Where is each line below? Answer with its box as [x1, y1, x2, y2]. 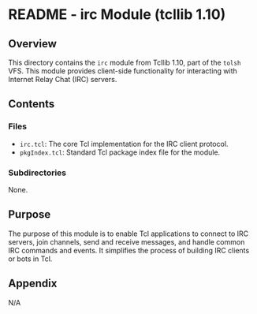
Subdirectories [8, 167, 67, 178]
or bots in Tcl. [8, 254, 53, 264]
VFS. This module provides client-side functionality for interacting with [8, 66, 238, 76]
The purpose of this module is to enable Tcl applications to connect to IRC [8, 229, 249, 238]
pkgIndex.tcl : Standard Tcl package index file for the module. [19, 148, 221, 157]
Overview [8, 37, 58, 50]
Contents [8, 97, 55, 111]
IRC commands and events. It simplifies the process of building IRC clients [8, 245, 250, 255]
